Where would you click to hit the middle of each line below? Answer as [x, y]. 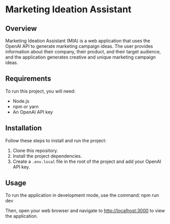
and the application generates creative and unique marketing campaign [81, 57]
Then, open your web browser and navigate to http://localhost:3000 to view [85, 211]
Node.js [21, 101]
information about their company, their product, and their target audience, [83, 52]
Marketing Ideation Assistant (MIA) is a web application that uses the [78, 41]
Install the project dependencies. [47, 156]
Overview [21, 29]
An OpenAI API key [33, 112]
